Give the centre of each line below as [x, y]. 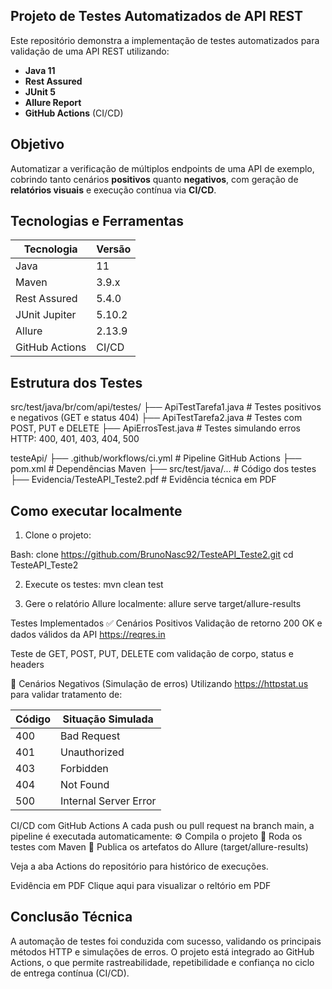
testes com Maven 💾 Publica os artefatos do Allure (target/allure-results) [159, 847]
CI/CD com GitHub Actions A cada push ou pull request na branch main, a [162, 826]
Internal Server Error [108, 801]
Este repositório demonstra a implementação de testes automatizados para [165, 40]
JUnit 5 [40, 91]
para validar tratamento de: [66, 695]
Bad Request [90, 736]
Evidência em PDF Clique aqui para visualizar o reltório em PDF [141, 886]
